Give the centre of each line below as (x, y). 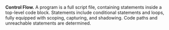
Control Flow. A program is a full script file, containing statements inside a (84, 7)
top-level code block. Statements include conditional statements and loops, (85, 12)
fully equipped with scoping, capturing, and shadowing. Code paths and (81, 18)
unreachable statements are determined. (48, 23)
